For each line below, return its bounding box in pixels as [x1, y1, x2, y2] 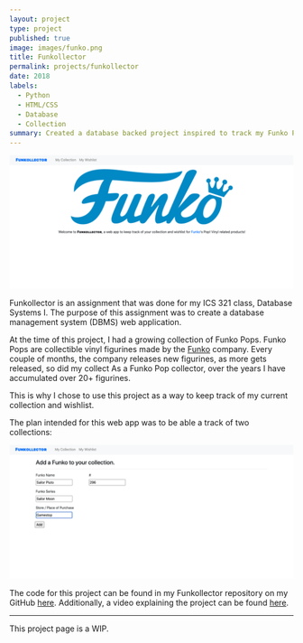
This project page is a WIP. [9, 623, 109, 634]
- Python [17, 90, 50, 99]
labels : [9, 81, 39, 90]
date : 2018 [9, 72, 50, 81]
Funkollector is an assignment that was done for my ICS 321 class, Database [9, 298, 293, 309]
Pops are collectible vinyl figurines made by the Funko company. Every [9, 344, 273, 355]
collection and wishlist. [9, 400, 95, 411]
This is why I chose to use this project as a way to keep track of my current [9, 390, 289, 401]
